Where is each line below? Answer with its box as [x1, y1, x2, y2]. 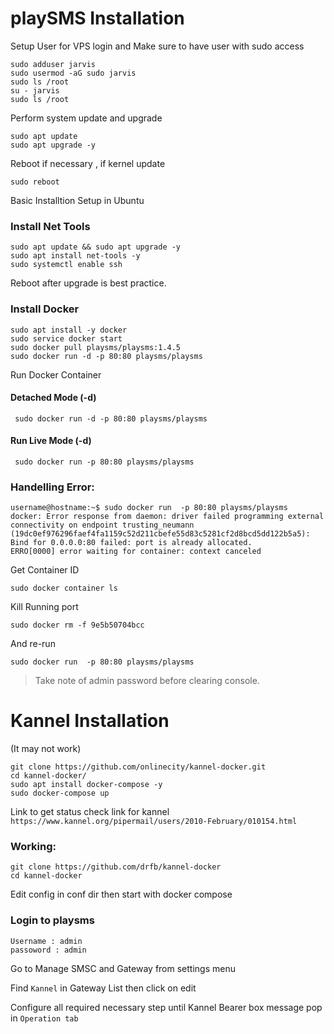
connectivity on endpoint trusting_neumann [10, 520, 195, 531]
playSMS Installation [10, 7, 185, 30]
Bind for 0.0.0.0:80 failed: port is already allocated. [10, 538, 253, 548]
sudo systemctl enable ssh [10, 260, 123, 270]
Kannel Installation [10, 710, 170, 732]
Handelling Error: [10, 480, 95, 494]
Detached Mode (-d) [10, 392, 97, 404]
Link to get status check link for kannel [10, 806, 170, 818]
